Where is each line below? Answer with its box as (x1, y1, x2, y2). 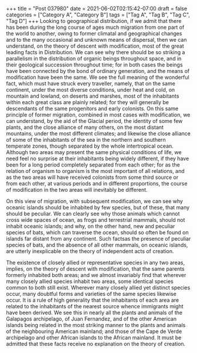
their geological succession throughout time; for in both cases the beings (6, 61, 183, 68)
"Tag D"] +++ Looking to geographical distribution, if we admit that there (6, 18, 182, 24)
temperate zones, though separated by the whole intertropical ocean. (6, 142, 174, 149)
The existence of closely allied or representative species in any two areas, (6, 259, 185, 266)
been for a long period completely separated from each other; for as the (6, 161, 180, 168)
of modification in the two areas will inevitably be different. (6, 187, 148, 193)
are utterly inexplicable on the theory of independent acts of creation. (6, 248, 174, 255)
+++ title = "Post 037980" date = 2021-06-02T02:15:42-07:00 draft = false (6, 5, 188, 12)
